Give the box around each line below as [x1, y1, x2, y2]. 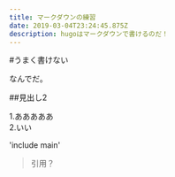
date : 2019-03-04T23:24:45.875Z [9, 21, 128, 30]
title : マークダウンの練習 [9, 12, 96, 22]
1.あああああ [9, 112, 54, 122]
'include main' [9, 140, 61, 150]
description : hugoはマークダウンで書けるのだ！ [9, 29, 169, 38]
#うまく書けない [9, 55, 69, 65]
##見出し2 [9, 92, 48, 103]
